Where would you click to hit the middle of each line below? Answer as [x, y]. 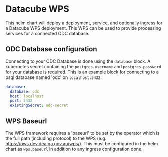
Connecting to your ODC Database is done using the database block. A [78, 61]
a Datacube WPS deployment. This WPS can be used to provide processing [83, 28]
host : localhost [27, 96]
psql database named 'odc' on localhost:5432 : [53, 77]
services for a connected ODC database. [47, 33]
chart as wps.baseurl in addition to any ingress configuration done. [74, 149]
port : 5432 [21, 101]
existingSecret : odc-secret [39, 105]
